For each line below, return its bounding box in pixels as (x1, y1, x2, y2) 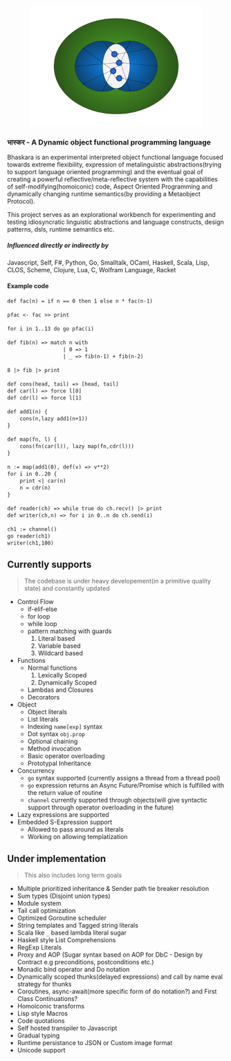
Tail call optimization (17, 907, 76, 915)
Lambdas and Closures (27, 686, 93, 694)
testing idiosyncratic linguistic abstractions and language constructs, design (7, 218, 225, 226)
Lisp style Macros (17, 1009, 68, 1017)
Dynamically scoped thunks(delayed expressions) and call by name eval (17, 973, 223, 981)
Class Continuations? (17, 995, 78, 1003)
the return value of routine (27, 789, 102, 797)
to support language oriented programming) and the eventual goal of (7, 168, 203, 176)
